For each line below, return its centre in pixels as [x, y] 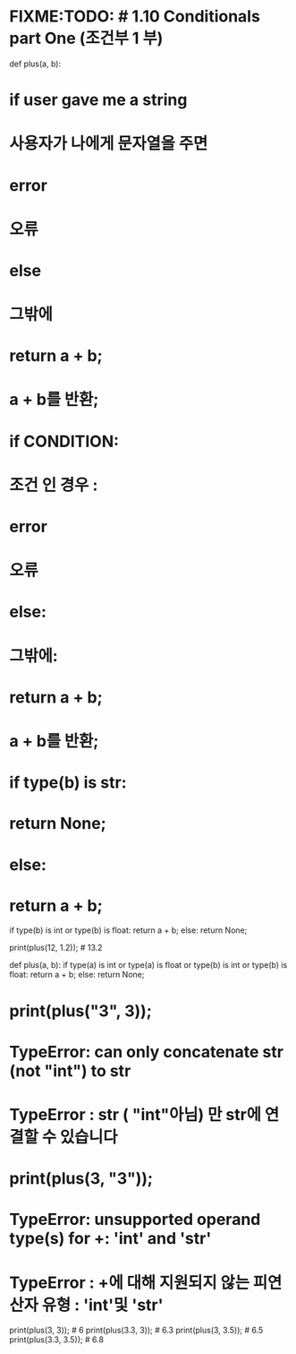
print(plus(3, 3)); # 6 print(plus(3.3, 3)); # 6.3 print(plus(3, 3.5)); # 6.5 [136, 1330]
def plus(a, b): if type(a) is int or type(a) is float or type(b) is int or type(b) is [148, 965]
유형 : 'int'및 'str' [102, 1305]
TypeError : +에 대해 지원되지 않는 [130, 1282]
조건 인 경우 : [54, 485]
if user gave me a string [98, 100]
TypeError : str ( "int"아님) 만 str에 [135, 1115]
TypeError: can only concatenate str [147, 1052]
